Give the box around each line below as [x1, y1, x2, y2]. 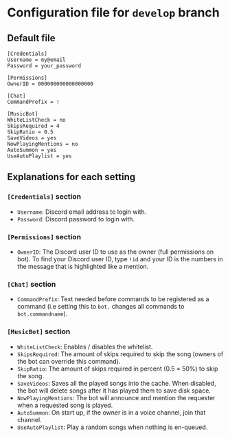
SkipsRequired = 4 [7, 122, 60, 129]
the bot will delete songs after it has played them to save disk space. [16, 386, 211, 395]
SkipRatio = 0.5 [7, 129, 54, 135]
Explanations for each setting [7, 171, 136, 183]
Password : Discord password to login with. [16, 215, 135, 223]
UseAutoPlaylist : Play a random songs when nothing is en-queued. [16, 423, 208, 431]
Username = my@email [7, 56, 67, 63]
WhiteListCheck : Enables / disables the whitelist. [16, 342, 153, 351]
